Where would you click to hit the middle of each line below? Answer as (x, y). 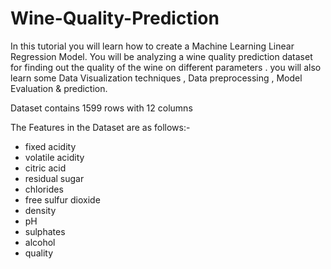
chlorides (44, 189)
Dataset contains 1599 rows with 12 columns (101, 108)
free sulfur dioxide (62, 199)
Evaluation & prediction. (59, 88)
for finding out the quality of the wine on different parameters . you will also (166, 67)
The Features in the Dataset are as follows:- (100, 127)
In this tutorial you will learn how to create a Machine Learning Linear (152, 46)
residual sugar (54, 178)
